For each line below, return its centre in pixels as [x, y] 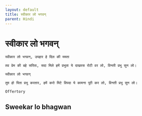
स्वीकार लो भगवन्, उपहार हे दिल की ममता [37, 57]
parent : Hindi [20, 19]
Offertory [15, 92]
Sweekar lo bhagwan [38, 107]
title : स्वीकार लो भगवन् [26, 14]
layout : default [22, 10]
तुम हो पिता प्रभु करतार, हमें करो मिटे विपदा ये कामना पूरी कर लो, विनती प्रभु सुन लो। [71, 83]
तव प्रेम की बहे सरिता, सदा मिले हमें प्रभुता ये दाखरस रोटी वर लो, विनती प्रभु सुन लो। [71, 66]
